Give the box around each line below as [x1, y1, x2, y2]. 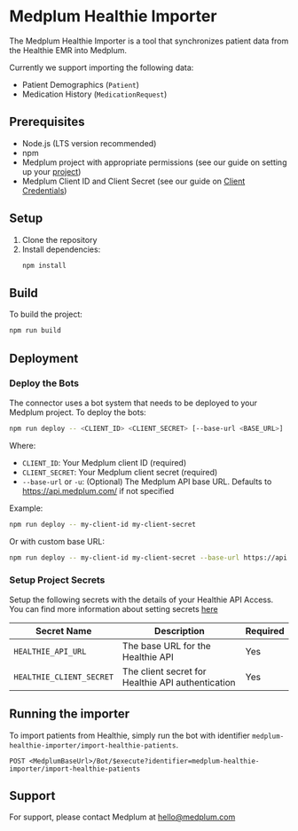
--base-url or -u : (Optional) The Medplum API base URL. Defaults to [21, 476, 272, 487]
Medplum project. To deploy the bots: [9, 406, 146, 418]
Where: [9, 440, 36, 451]
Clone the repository [21, 234, 98, 245]
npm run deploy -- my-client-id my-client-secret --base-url [9, 553, 240, 562]
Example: [9, 503, 43, 513]
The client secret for [122, 665, 207, 678]
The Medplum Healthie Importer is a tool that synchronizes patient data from [9, 35, 289, 46]
